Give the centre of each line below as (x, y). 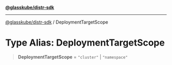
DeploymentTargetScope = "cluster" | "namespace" (73, 57)
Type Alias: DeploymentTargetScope (85, 43)
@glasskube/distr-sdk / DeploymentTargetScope (57, 22)
